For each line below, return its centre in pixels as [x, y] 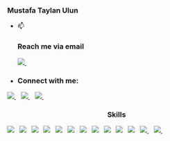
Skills [117, 115]
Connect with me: [48, 81]
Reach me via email [51, 47]
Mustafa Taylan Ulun [43, 10]
